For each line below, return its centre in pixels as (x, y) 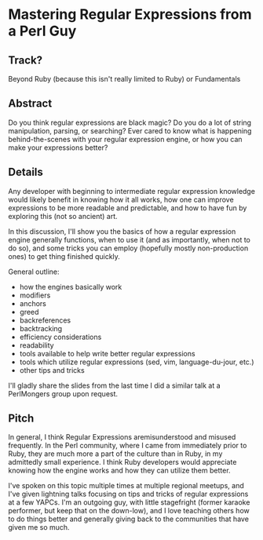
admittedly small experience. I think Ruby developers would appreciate (122, 462)
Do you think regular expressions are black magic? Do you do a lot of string (130, 122)
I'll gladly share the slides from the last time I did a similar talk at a (115, 385)
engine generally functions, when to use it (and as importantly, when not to (130, 239)
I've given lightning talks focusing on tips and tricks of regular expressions (128, 494)
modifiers (35, 295)
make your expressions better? (58, 148)
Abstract (30, 104)
